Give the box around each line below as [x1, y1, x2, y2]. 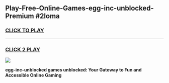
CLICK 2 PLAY [5, 46, 40, 53]
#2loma [35, 12, 60, 21]
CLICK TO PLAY [5, 27, 44, 34]
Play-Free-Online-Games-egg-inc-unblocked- [5, 4, 154, 13]
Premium [5, 12, 34, 21]
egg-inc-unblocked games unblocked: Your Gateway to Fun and [5, 66, 142, 72]
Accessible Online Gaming [5, 72, 62, 78]
